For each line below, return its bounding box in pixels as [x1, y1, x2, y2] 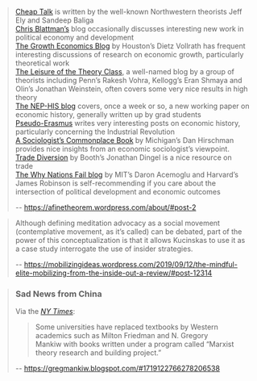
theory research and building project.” [35, 348, 162, 358]
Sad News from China [15, 288, 102, 299]
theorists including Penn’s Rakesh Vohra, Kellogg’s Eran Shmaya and [15, 76, 242, 85]
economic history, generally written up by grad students [15, 110, 202, 119]
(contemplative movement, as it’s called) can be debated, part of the [15, 227, 242, 237]
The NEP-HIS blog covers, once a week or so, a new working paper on [15, 101, 250, 111]
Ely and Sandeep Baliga [15, 15, 94, 25]
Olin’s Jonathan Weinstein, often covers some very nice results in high [15, 84, 248, 94]
